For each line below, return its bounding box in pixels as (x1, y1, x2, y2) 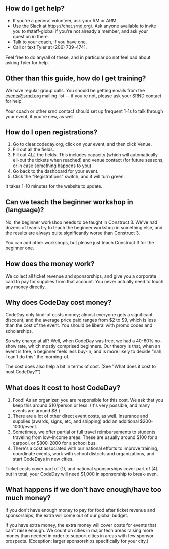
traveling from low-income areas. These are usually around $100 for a (12, 434, 158, 441)
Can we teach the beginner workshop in (5, 198, 133, 206)
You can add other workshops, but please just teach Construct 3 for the (5, 240, 154, 246)
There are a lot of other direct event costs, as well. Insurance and (12, 413, 148, 419)
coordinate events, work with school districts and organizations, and (12, 450, 155, 456)
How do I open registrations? (5, 128, 98, 137)
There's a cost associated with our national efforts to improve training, (12, 445, 159, 451)
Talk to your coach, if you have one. (12, 39, 87, 45)
